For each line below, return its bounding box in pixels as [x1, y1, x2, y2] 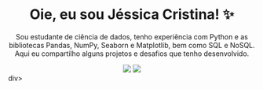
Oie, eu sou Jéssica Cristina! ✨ [29, 6, 235, 24]
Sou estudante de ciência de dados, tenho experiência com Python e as [15, 32, 249, 41]
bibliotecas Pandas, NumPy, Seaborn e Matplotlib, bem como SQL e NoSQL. [9, 40, 255, 50]
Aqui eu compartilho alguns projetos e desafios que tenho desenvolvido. [14, 49, 250, 58]
